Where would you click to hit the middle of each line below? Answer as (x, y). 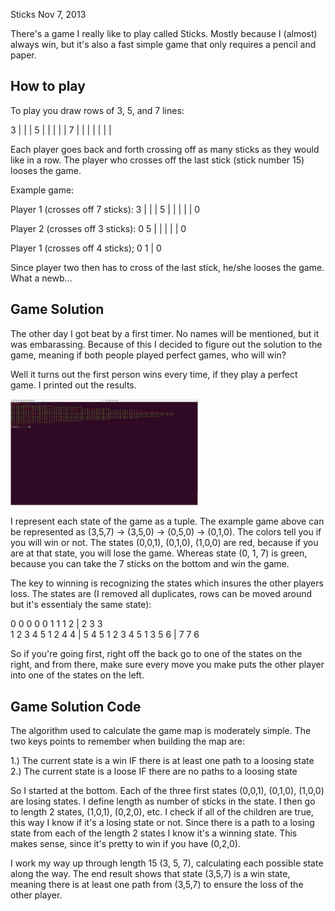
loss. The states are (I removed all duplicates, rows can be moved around (161, 594)
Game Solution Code (76, 706)
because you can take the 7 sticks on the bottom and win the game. (150, 564)
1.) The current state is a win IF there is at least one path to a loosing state (162, 760)
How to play (48, 86)
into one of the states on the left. (77, 675)
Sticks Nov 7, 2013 (48, 14)
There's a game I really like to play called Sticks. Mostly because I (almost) (164, 33)
